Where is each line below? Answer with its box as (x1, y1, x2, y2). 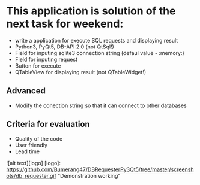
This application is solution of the (6, 4, 176, 18)
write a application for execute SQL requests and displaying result (14, 37, 178, 44)
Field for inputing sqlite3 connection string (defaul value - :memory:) (14, 49, 184, 56)
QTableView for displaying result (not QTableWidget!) (14, 68, 147, 75)
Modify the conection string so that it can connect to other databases (14, 102, 187, 109)
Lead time (14, 148, 40, 155)
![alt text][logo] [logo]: (6, 159, 61, 166)
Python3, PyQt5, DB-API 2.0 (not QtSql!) (14, 43, 114, 50)
